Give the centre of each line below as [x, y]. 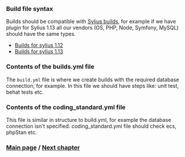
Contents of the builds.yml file [50, 67]
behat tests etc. [25, 92]
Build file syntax [30, 9]
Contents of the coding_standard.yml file [66, 107]
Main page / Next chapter [43, 147]
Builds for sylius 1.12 [39, 45]
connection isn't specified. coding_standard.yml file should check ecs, [91, 126]
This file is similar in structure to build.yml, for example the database [89, 120]
